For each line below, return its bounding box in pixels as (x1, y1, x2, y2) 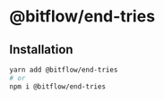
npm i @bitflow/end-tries (9, 82, 106, 91)
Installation (9, 42, 73, 57)
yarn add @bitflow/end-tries (9, 65, 118, 74)
